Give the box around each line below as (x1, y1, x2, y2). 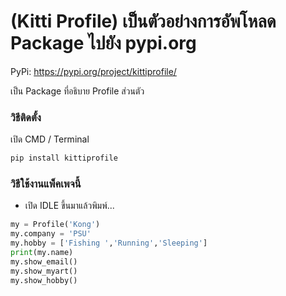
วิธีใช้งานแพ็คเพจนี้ (10, 177, 82, 191)
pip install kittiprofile (10, 153, 118, 164)
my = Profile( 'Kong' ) (10, 220, 101, 230)
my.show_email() (10, 256, 78, 267)
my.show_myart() (10, 266, 78, 276)
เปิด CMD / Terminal (10, 133, 90, 145)
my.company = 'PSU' (10, 229, 92, 239)
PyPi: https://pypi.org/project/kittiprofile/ (10, 65, 177, 77)
